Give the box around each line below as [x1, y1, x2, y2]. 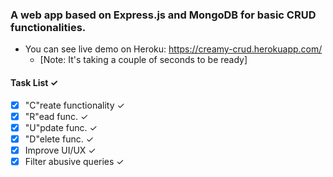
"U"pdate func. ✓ [24, 121, 98, 133]
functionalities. [10, 20, 87, 34]
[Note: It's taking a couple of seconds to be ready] [39, 54, 248, 66]
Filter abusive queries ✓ [24, 155, 125, 167]
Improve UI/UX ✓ [24, 144, 97, 156]
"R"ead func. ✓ [24, 110, 89, 122]
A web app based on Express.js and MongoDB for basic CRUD [10, 8, 317, 22]
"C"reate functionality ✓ [24, 99, 125, 111]
